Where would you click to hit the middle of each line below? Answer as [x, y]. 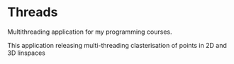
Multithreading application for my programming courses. [90, 32]
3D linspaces [27, 53]
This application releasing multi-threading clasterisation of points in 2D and [117, 45]
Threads [33, 12]
